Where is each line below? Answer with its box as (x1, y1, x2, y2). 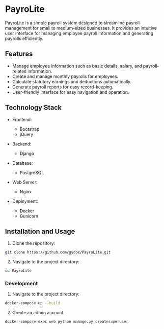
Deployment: (12, 198, 38, 204)
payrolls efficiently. (5, 36, 44, 41)
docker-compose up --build (5, 301, 60, 306)
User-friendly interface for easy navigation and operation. (12, 89, 129, 95)
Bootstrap (19, 126, 40, 132)
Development (5, 280, 38, 287)
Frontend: (12, 116, 32, 122)
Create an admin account (12, 310, 64, 316)
